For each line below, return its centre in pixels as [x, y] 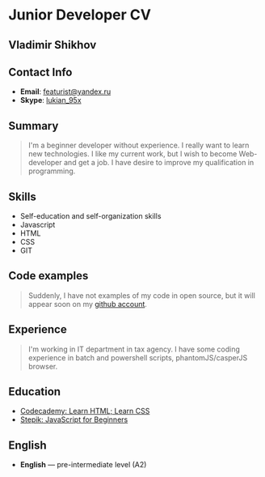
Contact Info [40, 72]
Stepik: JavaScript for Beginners [74, 420]
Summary [34, 126]
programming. [52, 171]
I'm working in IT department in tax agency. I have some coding [134, 349]
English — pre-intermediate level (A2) [83, 465]
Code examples [48, 276]
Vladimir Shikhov [53, 45]
